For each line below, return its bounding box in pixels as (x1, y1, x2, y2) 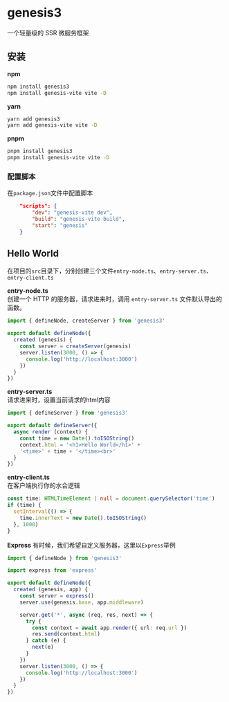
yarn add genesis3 (7, 116, 60, 123)
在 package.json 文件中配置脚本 (7, 189, 93, 197)
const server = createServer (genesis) (19, 343, 131, 350)
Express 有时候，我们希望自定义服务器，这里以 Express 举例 (7, 541, 176, 549)
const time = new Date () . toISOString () (19, 435, 135, 442)
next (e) (32, 644, 54, 651)
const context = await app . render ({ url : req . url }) (32, 624, 187, 631)
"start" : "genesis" (32, 222, 89, 229)
